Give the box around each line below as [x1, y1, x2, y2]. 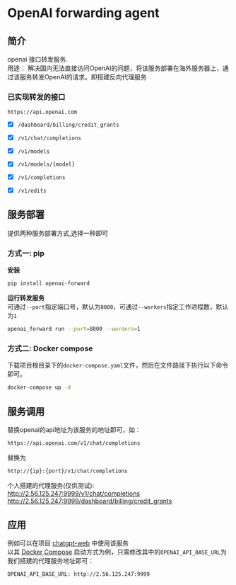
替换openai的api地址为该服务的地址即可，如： [7, 425, 141, 433]
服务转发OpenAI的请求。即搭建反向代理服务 [19, 73, 147, 81]
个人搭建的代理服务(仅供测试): [7, 481, 95, 489]
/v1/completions [17, 174, 66, 181]
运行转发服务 [7, 294, 45, 302]
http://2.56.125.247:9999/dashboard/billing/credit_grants [7, 496, 172, 505]
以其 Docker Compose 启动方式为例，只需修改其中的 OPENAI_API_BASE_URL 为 [7, 547, 228, 557]
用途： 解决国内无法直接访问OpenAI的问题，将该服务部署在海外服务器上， [7, 64, 223, 72]
